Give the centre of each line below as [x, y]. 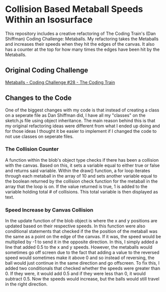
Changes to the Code [38, 98]
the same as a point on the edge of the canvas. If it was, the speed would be [83, 237]
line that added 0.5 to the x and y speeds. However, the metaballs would [79, 247]
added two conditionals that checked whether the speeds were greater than [83, 268]
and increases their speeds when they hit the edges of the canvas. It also [80, 44]
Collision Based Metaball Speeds [74, 9]
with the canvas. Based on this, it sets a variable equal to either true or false [83, 165]
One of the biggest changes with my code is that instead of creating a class [82, 110]
